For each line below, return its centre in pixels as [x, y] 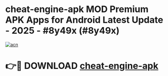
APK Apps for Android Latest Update [84, 20]
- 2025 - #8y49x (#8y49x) [62, 31]
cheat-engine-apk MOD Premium [77, 9]
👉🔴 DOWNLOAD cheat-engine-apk [82, 66]
